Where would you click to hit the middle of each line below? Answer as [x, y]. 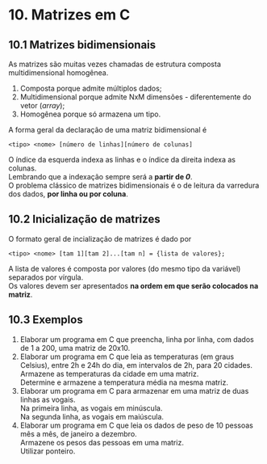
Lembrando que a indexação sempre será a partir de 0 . [100, 177]
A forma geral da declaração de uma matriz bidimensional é [108, 130]
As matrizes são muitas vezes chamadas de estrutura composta [115, 64]
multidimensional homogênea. [58, 73]
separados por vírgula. [46, 277]
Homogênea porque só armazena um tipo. [90, 114]
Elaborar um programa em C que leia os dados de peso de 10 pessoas [137, 425]
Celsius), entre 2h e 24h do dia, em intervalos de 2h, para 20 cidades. [136, 365]
